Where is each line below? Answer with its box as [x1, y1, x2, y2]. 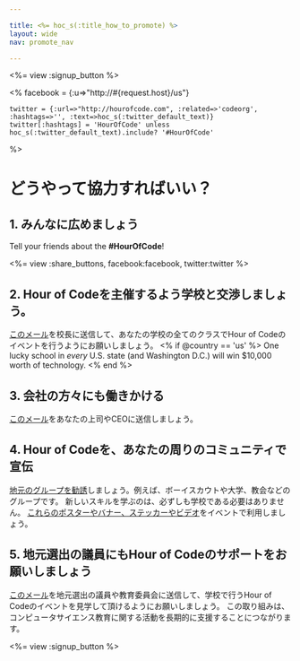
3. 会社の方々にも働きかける [9, 387, 165, 404]
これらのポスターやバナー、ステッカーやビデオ [26, 507, 200, 517]
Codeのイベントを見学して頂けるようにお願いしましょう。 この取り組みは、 [9, 600, 290, 611]
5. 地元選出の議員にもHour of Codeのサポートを [9, 547, 276, 562]
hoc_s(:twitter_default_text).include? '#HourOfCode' [9, 128, 215, 137]
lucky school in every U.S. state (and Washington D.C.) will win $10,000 [9, 351, 272, 361]
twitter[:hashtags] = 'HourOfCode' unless [9, 120, 170, 130]
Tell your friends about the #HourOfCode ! [9, 241, 165, 252]
